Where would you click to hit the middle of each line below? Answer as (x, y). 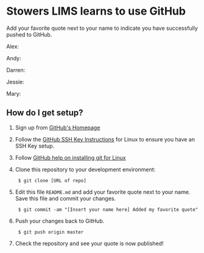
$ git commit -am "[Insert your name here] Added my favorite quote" (108, 209)
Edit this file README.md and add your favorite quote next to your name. (103, 192)
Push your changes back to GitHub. (60, 221)
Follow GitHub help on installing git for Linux (70, 157)
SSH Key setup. (35, 146)
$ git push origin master (51, 232)
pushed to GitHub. (29, 34)
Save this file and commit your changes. (65, 198)
